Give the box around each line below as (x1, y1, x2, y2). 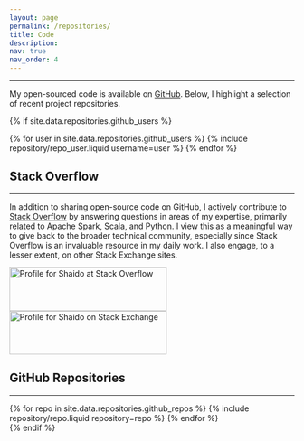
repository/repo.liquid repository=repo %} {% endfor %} (9, 412, 219, 423)
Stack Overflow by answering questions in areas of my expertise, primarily (9, 211, 288, 221)
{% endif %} (9, 422, 56, 433)
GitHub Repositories (9, 371, 126, 386)
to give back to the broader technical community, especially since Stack (9, 230, 278, 240)
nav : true (9, 47, 47, 56)
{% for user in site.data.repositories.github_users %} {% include (9, 133, 249, 144)
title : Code (9, 30, 54, 39)
